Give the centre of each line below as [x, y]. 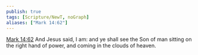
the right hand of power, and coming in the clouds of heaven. [81, 46]
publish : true [24, 12]
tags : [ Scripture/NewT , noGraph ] [48, 17]
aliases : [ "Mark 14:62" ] [37, 22]
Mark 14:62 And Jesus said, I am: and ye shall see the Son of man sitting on [99, 40]
